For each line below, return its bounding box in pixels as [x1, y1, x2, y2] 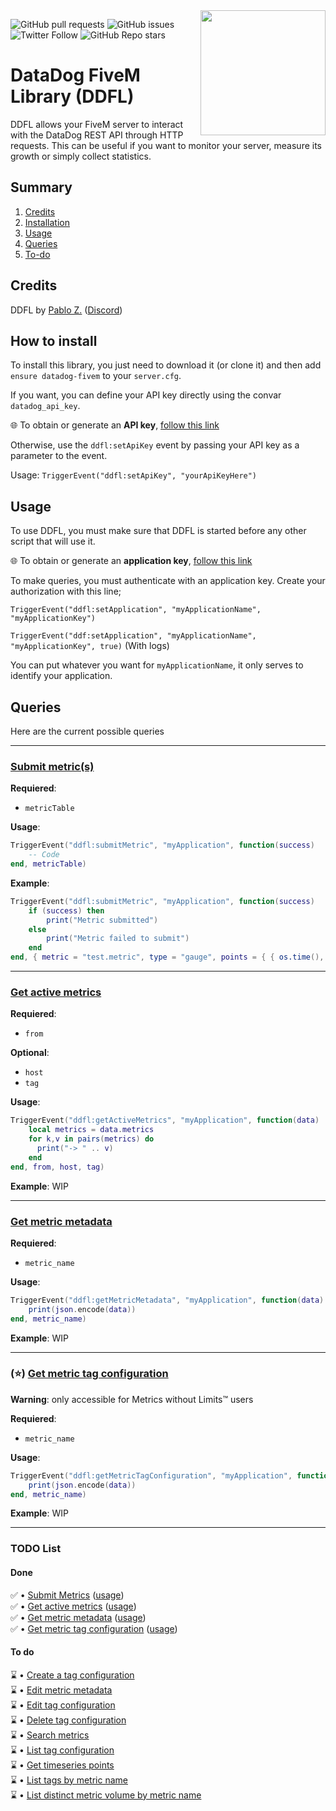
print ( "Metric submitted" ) [46, 915, 159, 925]
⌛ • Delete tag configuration [10, 1714, 127, 1726]
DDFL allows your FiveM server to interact [10, 118, 184, 130]
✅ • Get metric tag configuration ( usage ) [10, 1622, 178, 1634]
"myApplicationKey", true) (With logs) [10, 640, 170, 652]
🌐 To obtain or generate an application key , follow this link [10, 555, 253, 567]
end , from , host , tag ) [10, 1162, 105, 1172]
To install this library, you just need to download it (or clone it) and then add [10, 359, 322, 371]
